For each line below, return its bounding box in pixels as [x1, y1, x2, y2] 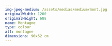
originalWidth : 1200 [5, 11, 47, 16]
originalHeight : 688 [5, 16, 47, 21]
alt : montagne [5, 29, 34, 34]
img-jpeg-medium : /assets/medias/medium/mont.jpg [5, 7, 108, 12]
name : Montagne [5, 20, 36, 25]
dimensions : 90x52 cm [5, 34, 49, 39]
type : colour [5, 25, 32, 30]
